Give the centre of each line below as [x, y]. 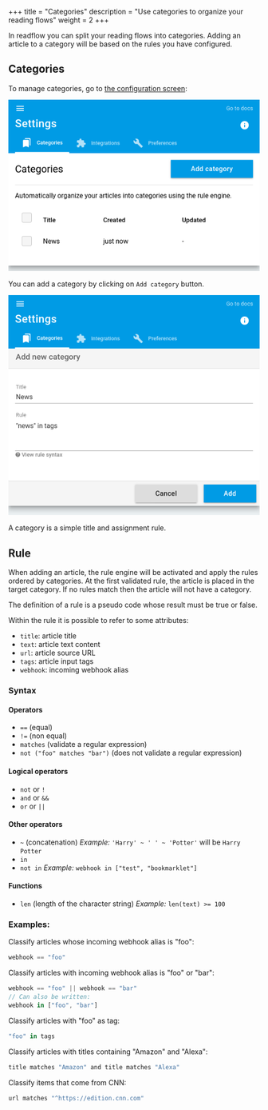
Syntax [22, 691]
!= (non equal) [43, 736]
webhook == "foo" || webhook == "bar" [73, 988]
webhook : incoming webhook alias [74, 670]
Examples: [29, 924]
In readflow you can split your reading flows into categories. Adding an [124, 36]
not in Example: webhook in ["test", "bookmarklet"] [108, 868]
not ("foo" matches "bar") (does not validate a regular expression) [131, 753]
